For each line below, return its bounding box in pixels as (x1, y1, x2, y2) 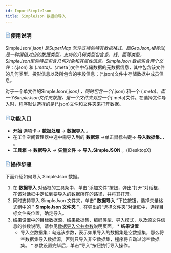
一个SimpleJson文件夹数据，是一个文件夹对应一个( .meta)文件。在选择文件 (5, 94, 162, 100)
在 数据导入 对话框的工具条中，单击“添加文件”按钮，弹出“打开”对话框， (12, 185, 163, 191)
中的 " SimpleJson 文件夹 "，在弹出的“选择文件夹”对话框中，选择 (22, 204, 160, 210)
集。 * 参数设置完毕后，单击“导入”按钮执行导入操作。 (20, 242, 133, 249)
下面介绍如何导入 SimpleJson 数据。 (5, 174, 82, 180)
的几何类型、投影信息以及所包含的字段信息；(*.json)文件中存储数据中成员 (5, 70, 160, 77)
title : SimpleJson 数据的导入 (5, 13, 66, 19)
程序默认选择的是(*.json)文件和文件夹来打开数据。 (18, 101, 124, 107)
